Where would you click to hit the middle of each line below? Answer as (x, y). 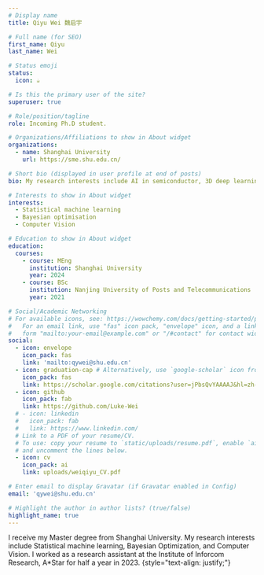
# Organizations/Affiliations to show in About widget (100, 138)
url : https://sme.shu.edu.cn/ (72, 160)
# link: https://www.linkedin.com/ (77, 428)
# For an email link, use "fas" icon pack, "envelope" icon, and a (125, 326)
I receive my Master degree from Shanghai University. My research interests (132, 538)
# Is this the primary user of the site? (77, 94)
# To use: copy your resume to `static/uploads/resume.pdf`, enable (130, 443)
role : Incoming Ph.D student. (58, 123)
